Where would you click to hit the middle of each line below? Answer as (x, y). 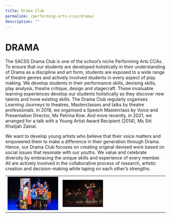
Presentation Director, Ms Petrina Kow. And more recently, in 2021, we (79, 116)
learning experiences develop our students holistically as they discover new (85, 94)
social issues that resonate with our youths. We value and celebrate (76, 152)
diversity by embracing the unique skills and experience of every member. (83, 158)
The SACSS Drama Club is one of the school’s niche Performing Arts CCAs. (84, 62)
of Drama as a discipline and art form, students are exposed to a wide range (85, 72)
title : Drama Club (25, 11)
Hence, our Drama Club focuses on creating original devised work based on (85, 147)
